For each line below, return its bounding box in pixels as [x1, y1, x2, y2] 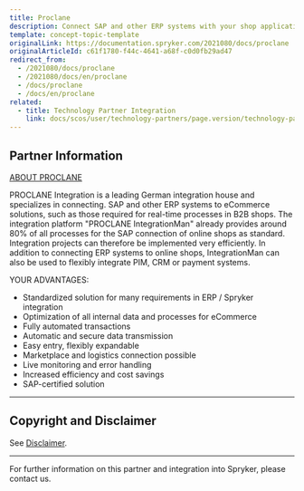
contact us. [9, 473, 52, 484]
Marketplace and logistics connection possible [22, 350, 196, 361]
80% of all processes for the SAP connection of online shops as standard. [9, 227, 285, 238]
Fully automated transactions [22, 321, 131, 332]
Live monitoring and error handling [22, 359, 152, 370]
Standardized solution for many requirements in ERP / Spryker [22, 292, 254, 303]
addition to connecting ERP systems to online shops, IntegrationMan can [9, 246, 280, 258]
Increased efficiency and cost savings [22, 369, 165, 380]
